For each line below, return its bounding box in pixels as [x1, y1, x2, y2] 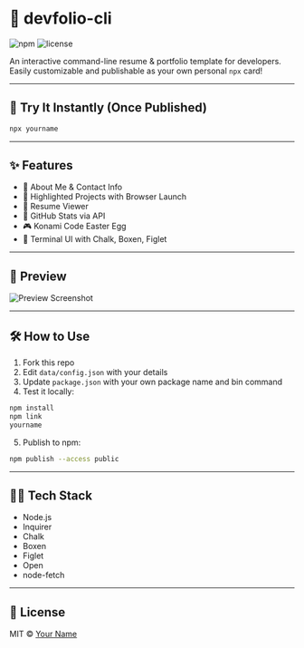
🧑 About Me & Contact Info [22, 181, 123, 193]
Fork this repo [22, 357, 75, 368]
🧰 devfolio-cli [9, 8, 112, 29]
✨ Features [9, 158, 73, 173]
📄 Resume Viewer [22, 201, 89, 212]
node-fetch [22, 570, 65, 581]
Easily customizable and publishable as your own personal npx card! [9, 65, 263, 76]
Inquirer [22, 521, 52, 533]
